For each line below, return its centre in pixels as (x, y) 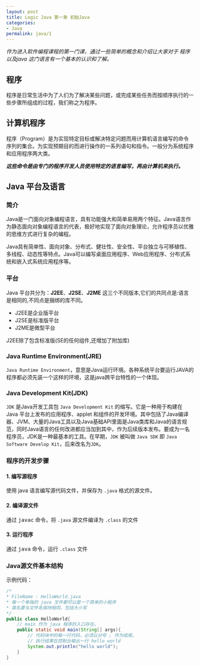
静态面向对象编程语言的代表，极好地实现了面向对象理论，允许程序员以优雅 (102, 226)
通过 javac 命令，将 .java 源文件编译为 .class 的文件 (72, 519)
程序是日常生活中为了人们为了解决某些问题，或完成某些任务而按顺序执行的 (97, 95)
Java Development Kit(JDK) (47, 393)
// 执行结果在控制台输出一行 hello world (74, 641)
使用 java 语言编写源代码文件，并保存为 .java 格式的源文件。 (81, 491)
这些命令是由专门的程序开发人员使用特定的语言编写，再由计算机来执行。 (95, 166)
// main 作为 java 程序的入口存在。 (58, 624)
